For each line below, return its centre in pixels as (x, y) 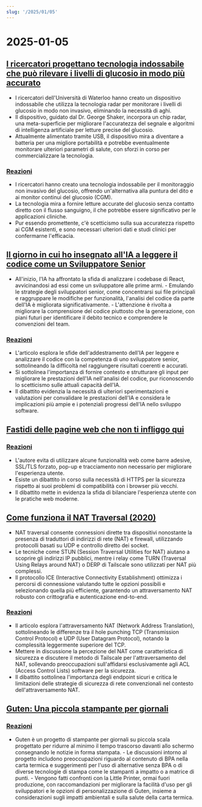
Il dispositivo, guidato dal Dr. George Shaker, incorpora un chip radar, (101, 117)
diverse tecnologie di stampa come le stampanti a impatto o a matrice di (105, 771)
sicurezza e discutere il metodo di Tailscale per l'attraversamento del (100, 657)
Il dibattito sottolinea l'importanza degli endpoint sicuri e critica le (96, 677)
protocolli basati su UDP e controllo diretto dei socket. (82, 545)
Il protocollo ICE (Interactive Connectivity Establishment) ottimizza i (99, 577)
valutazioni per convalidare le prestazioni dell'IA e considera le (93, 398)
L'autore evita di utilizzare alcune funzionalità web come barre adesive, (103, 460)
